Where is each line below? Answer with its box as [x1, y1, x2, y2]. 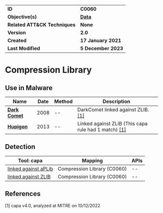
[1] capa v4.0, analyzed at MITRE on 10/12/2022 [5, 202, 100, 208]
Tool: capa [17, 157, 43, 164]
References [5, 190, 41, 198]
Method [54, 98, 73, 105]
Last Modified [7, 45, 40, 51]
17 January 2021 [80, 37, 121, 44]
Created [7, 37, 27, 44]
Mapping [81, 157, 103, 164]
